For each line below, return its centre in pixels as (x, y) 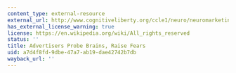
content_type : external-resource (56, 14)
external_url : (28, 20)
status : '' (23, 40)
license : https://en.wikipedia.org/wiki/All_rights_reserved (99, 33)
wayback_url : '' (31, 59)
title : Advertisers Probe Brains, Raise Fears (77, 46)
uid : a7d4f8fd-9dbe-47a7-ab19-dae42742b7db (72, 53)
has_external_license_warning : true (61, 26)
